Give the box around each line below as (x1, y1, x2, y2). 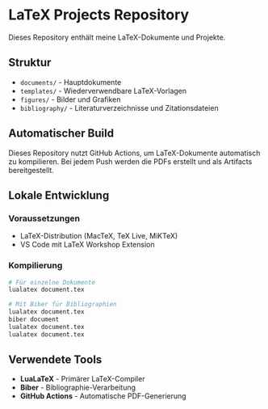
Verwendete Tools (8, 353, 103, 367)
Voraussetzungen (8, 213, 81, 224)
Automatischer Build (8, 127, 115, 141)
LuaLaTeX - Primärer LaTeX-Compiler (19, 374, 145, 384)
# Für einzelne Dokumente (8, 278, 95, 286)
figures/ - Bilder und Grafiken (19, 95, 121, 104)
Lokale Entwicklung (8, 188, 110, 202)
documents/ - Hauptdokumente (19, 77, 122, 86)
